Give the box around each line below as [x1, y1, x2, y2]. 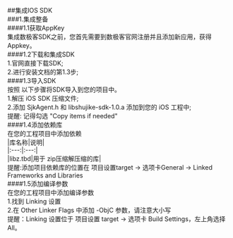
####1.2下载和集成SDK [7, 50, 76, 58]
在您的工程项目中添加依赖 [7, 130, 82, 137]
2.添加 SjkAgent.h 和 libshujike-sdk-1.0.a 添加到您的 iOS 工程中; [7, 103, 192, 111]
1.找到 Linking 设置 [7, 197, 61, 206]
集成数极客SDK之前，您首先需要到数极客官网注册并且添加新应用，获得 [7, 32, 212, 41]
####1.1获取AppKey [7, 24, 65, 32]
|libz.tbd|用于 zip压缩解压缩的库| [7, 154, 102, 163]
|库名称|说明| [7, 138, 44, 146]
